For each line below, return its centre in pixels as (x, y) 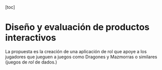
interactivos (31, 38)
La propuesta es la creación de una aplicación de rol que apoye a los (76, 51)
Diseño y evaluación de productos (77, 27)
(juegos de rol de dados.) (31, 62)
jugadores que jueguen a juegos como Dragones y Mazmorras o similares (81, 57)
